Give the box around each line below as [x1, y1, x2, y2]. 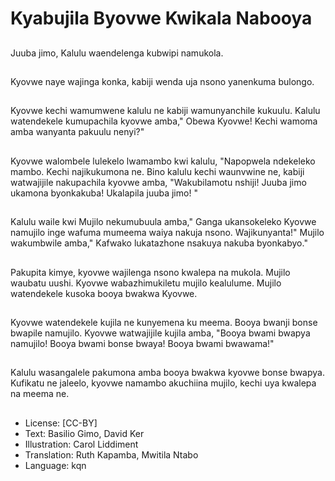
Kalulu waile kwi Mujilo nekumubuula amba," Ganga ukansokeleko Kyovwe [10, 216, 317, 228]
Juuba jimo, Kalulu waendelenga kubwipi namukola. [10, 47, 224, 59]
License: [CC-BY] [24, 417, 98, 429]
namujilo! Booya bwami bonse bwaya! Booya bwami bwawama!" [10, 337, 275, 349]
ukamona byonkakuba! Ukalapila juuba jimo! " [10, 187, 198, 199]
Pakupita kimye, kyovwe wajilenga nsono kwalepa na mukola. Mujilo [10, 266, 291, 278]
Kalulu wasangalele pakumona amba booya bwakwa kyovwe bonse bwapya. [10, 367, 325, 379]
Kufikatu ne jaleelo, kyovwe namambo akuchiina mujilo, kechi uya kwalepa [10, 377, 317, 389]
